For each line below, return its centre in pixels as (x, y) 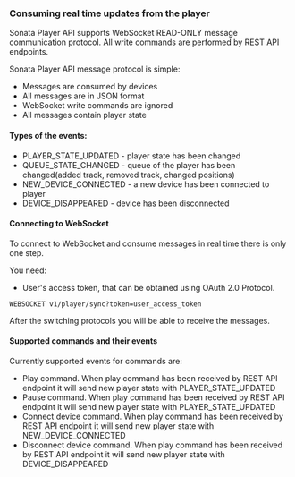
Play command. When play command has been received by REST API (150, 378)
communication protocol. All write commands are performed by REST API (144, 42)
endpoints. (29, 52)
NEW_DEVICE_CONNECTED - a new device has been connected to (146, 184)
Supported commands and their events (84, 341)
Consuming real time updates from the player (110, 13)
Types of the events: (48, 135)
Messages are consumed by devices (90, 87)
